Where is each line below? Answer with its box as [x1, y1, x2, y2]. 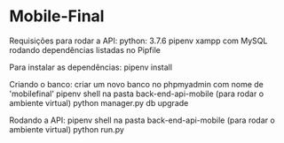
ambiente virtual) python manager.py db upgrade [9, 97, 189, 108]
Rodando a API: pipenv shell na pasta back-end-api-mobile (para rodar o [9, 115, 275, 125]
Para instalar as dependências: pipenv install [9, 62, 173, 72]
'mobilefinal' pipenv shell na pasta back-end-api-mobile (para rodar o [9, 88, 264, 99]
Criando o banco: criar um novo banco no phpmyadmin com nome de [9, 79, 264, 89]
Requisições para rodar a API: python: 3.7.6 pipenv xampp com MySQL [9, 35, 268, 46]
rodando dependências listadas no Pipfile [9, 44, 162, 55]
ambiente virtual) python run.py [9, 124, 124, 134]
